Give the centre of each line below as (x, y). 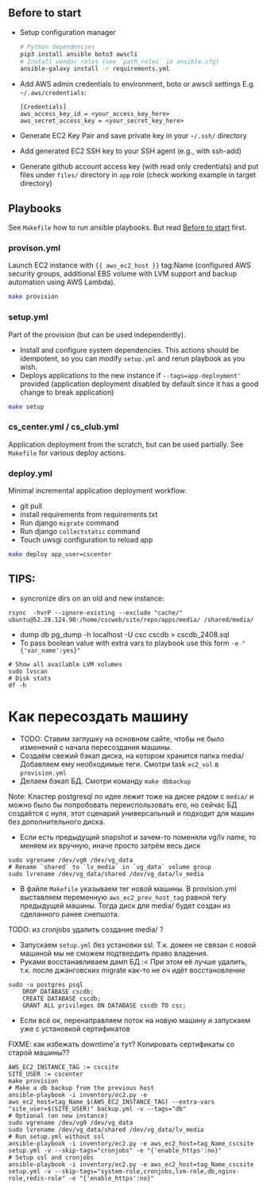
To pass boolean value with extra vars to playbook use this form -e (129, 643)
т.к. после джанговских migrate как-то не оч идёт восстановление (132, 970)
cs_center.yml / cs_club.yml (64, 427)
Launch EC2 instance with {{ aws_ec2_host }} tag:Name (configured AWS (130, 265)
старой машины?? (39, 1053)
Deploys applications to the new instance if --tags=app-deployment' (130, 375)
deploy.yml (31, 473)
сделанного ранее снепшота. (70, 914)
